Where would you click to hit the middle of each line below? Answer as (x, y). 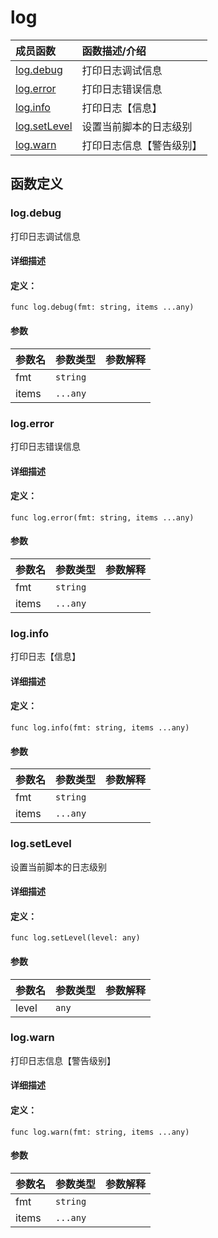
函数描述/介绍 (114, 51)
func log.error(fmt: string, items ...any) (102, 517)
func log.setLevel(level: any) (75, 938)
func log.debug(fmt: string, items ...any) (102, 307)
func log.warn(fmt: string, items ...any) (100, 1132)
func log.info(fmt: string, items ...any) (100, 728)
